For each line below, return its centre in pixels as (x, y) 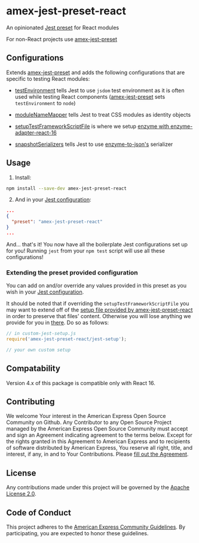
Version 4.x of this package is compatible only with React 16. (81, 383)
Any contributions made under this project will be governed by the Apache (98, 487)
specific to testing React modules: (48, 78)
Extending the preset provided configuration (72, 272)
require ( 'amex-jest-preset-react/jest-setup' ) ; (67, 339)
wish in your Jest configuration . (45, 292)
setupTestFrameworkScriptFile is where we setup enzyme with (92, 126)
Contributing (30, 402)
